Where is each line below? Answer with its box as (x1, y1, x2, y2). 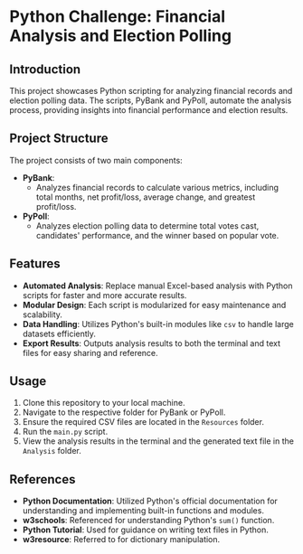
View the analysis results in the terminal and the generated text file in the (22, 436, 294, 446)
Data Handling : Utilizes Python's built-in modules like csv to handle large (22, 318, 294, 329)
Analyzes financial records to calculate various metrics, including (35, 182, 279, 192)
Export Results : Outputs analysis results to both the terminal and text (22, 337, 281, 349)
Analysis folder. (22, 446, 81, 456)
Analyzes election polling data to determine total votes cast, (35, 220, 260, 231)
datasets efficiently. (22, 328, 97, 339)
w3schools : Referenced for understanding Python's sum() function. (22, 515, 275, 526)
